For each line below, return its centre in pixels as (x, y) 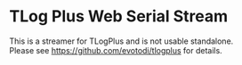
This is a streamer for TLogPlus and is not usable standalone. (121, 41)
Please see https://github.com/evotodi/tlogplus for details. (116, 50)
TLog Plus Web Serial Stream (119, 16)
